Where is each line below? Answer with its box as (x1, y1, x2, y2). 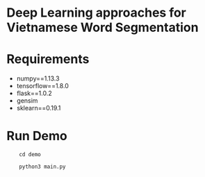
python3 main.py (19, 163, 67, 171)
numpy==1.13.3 (16, 74, 60, 83)
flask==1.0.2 (16, 89, 53, 98)
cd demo (19, 151, 41, 158)
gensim (16, 96, 38, 105)
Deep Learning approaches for (6, 5, 187, 21)
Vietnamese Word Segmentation (6, 19, 199, 35)
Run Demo (6, 128, 67, 144)
